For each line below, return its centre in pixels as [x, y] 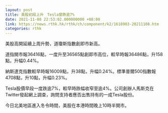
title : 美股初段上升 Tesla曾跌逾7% [40, 15]
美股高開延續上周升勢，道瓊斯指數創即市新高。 [54, 44]
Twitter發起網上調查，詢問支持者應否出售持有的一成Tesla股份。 [71, 95]
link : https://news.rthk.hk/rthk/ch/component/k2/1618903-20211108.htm [82, 24]
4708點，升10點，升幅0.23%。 [38, 78]
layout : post [19, 10]
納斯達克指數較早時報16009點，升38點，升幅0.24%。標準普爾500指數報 [81, 72]
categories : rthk [23, 29]
